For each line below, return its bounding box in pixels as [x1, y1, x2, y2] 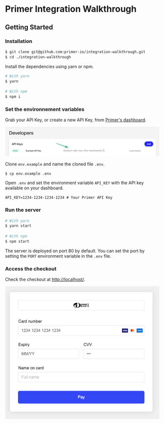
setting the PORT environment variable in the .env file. [5, 253, 112, 259]
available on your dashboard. [5, 185, 64, 191]
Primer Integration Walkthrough [5, 3, 137, 15]
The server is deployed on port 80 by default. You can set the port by [5, 248, 145, 254]
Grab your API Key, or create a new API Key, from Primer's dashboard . [5, 117, 147, 123]
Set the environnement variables [5, 106, 85, 112]
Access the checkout [5, 265, 57, 272]
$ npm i [5, 94, 21, 99]
